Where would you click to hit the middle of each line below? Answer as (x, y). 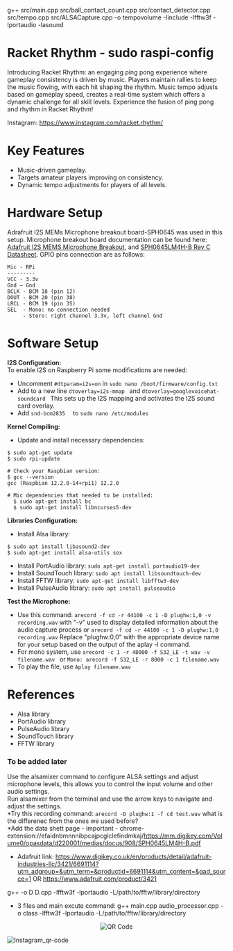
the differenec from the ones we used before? (73, 821)
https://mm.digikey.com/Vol (183, 836)
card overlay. (36, 406)
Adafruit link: (35, 856)
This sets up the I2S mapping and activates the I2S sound (132, 398)
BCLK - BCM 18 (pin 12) (42, 291)
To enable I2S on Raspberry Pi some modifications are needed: (97, 370)
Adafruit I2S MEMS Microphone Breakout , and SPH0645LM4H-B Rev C (109, 247)
